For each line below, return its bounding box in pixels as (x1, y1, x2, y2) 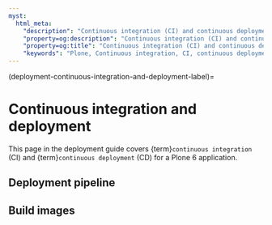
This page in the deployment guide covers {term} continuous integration (8, 143, 253, 154)
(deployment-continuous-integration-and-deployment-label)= (8, 72, 215, 81)
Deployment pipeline (8, 176, 116, 190)
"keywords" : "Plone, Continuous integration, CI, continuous (23, 49, 233, 57)
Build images (8, 203, 75, 217)
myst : (8, 11, 27, 20)
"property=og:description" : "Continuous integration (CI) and (23, 34, 237, 43)
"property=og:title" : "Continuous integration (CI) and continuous (23, 42, 255, 50)
